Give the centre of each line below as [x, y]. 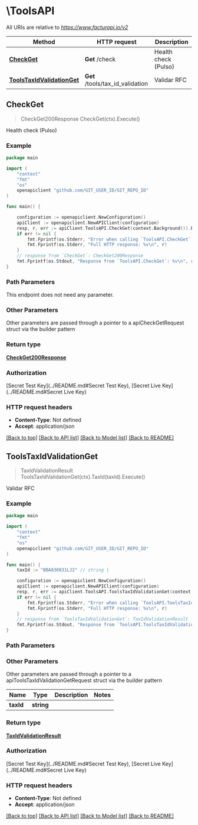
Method [44, 41]
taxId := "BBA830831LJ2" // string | [63, 570]
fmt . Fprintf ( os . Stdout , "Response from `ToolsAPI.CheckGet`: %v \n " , [103, 261]
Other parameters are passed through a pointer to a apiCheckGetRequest [95, 323]
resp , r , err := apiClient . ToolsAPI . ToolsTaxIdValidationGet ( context [104, 592]
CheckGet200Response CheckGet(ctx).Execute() [80, 119]
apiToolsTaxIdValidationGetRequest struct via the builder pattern [84, 680]
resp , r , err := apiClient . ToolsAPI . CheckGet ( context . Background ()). [104, 228]
